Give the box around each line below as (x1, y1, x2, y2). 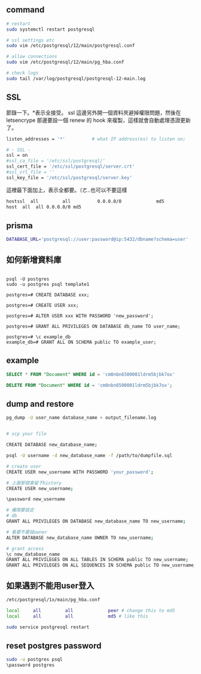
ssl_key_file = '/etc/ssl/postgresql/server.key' (6, 174, 133, 181)
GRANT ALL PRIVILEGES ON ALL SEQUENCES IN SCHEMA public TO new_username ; (6, 562, 197, 568)
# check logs (6, 70, 39, 76)
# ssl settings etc (6, 37, 55, 43)
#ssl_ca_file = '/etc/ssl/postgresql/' (6, 158, 106, 164)
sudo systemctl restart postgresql (6, 26, 95, 32)
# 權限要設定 (6, 507, 34, 513)
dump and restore (6, 399, 74, 409)
